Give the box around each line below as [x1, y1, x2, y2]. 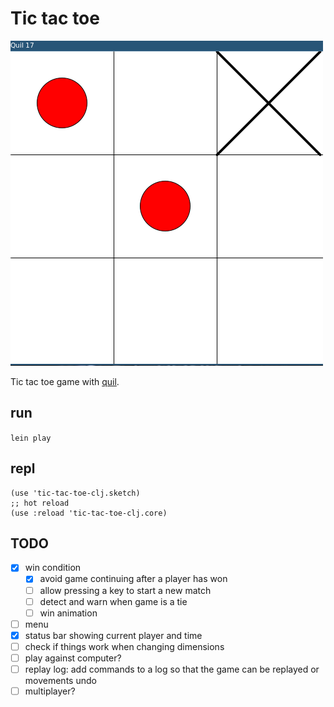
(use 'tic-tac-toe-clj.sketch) [10, 488, 141, 498]
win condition [24, 562, 82, 574]
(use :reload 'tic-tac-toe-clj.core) [10, 508, 168, 518]
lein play [10, 433, 52, 443]
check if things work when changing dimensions [24, 640, 225, 652]
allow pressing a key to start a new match [39, 584, 212, 596]
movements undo [24, 675, 97, 686]
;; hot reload [10, 498, 70, 508]
